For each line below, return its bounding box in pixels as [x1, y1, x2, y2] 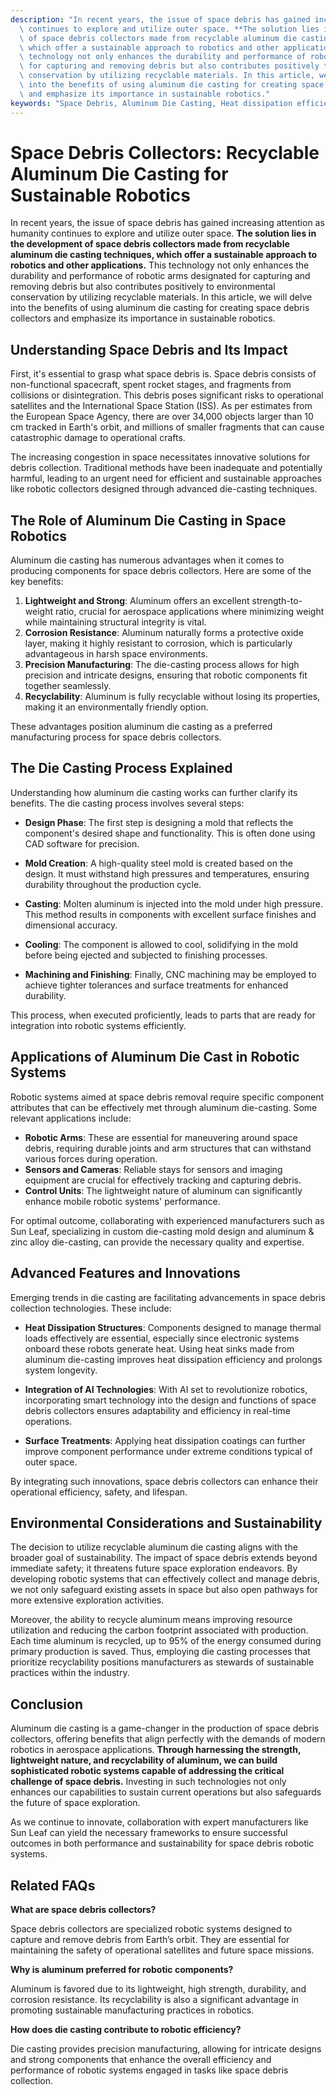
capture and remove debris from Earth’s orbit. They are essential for [10, 1933, 290, 1945]
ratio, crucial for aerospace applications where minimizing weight [54, 606, 325, 618]
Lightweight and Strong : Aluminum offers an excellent [24, 595, 250, 607]
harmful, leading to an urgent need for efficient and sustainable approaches [10, 472, 322, 485]
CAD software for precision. [24, 837, 140, 850]
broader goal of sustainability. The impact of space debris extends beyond [10, 1552, 318, 1564]
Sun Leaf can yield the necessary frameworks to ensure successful [10, 1827, 288, 1839]
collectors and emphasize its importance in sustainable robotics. [10, 312, 276, 325]
